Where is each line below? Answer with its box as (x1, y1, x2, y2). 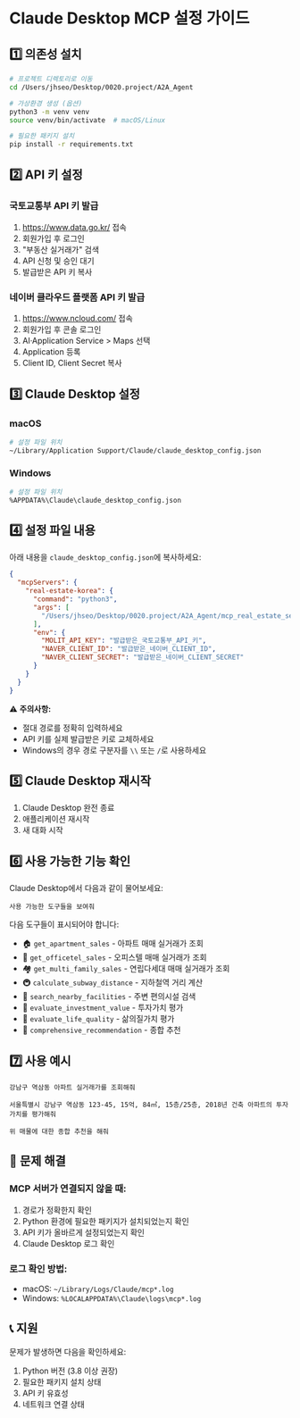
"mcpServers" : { (17, 578, 78, 588)
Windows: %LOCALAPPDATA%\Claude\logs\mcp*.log (21, 1292, 202, 1304)
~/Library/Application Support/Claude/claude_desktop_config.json (9, 446, 262, 455)
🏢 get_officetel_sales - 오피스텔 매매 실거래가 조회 (21, 952, 207, 963)
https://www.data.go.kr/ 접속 (21, 221, 127, 232)
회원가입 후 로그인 (21, 233, 85, 244)
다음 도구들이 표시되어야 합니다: (9, 919, 120, 930)
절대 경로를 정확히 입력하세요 (21, 722, 123, 733)
